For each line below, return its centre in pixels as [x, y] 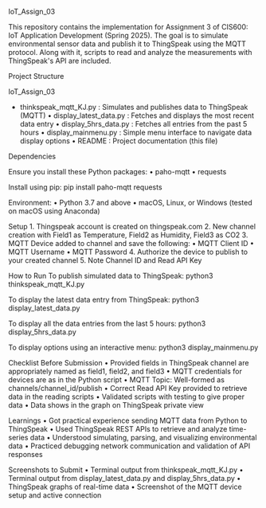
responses [25, 454]
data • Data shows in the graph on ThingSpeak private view [106, 405]
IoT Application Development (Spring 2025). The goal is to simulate [118, 35]
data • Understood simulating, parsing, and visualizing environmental [143, 438]
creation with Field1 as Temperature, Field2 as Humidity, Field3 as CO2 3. [128, 235]
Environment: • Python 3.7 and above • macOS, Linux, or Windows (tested [130, 203]
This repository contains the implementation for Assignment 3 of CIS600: [128, 27]
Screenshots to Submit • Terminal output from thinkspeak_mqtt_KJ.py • [126, 470]
